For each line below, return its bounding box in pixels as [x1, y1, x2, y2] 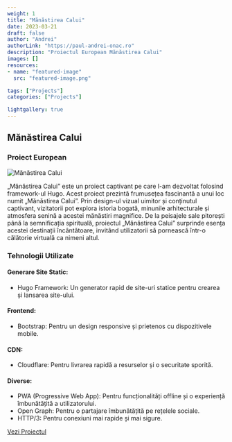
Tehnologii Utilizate [7, 250, 74, 260]
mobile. [17, 330, 39, 338]
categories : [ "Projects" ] [7, 94, 82, 101]
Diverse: [7, 376, 33, 385]
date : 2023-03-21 [7, 23, 57, 30]
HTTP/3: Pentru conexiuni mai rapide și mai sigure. [17, 414, 163, 423]
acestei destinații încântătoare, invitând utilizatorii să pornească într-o [7, 226, 206, 235]
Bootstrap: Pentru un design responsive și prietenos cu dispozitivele [17, 322, 212, 330]
